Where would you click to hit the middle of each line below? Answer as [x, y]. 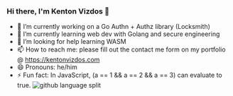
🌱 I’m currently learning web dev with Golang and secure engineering [118, 34]
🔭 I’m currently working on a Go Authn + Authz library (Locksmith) [114, 27]
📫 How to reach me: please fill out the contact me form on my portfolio [121, 49]
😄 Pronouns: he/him [47, 67]
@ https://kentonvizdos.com [58, 60]
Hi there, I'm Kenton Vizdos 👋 [58, 11]
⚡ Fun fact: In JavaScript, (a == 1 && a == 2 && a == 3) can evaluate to [119, 75]
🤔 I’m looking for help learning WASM [71, 42]
